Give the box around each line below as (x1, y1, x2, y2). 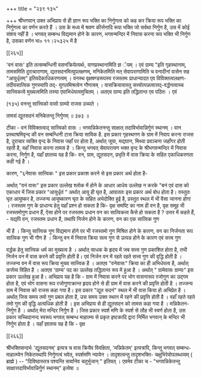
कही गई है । (6, 158, 30, 165)
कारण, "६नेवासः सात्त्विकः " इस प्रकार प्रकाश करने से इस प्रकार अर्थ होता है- (6, 170, 148, 177)
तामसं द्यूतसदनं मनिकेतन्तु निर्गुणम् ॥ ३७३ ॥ (6, 112, 89, 119)
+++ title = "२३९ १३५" (6, 5, 59, 12)
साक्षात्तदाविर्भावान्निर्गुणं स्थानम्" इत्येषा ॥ (6, 365, 79, 371)
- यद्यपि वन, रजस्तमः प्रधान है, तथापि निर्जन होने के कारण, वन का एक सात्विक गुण (6, 216, 160, 222)
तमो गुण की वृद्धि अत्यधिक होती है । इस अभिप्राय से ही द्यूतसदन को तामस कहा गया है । (6, 300, 169, 307)
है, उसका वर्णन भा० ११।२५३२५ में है (6, 37, 77, 44)
